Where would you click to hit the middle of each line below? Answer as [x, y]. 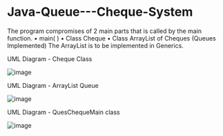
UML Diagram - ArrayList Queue [53, 85]
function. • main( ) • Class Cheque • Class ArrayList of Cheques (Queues [111, 38]
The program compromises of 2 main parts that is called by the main [105, 31]
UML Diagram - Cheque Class [50, 58]
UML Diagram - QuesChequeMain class [64, 112]
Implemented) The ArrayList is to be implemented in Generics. [96, 45]
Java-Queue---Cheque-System [100, 12]
